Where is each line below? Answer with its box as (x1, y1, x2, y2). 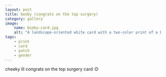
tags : (5, 35, 16, 40)
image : (5, 21, 19, 26)
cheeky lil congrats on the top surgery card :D (5, 66, 99, 72)
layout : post (5, 7, 32, 12)
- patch (14, 48, 30, 53)
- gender (14, 52, 32, 58)
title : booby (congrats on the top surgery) (5, 12, 98, 17)
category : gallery (5, 16, 43, 21)
